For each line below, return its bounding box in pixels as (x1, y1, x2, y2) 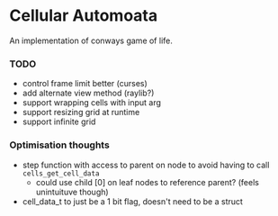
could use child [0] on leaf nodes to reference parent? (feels (35, 176, 259, 187)
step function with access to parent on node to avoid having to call (22, 159, 270, 170)
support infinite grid (22, 116, 96, 127)
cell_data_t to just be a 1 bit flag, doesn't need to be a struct (22, 195, 243, 207)
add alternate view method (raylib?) (22, 87, 155, 99)
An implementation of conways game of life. (9, 35, 173, 46)
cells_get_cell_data (22, 168, 100, 178)
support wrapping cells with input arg (22, 97, 162, 108)
